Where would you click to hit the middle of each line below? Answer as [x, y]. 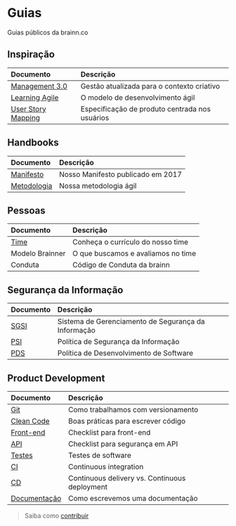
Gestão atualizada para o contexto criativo [150, 86]
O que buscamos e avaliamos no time [135, 254]
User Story [29, 109]
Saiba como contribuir [57, 515]
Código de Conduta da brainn [121, 265]
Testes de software [100, 455]
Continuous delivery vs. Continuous [127, 478]
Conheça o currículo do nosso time [130, 242]
